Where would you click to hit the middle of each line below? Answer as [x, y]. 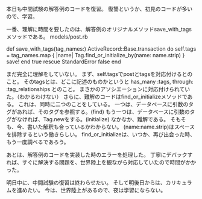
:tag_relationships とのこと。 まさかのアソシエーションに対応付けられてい [98, 89]
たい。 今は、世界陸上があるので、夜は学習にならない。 [96, 190]
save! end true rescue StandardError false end [64, 62]
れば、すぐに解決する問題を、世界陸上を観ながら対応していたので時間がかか [101, 162]
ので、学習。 [22, 16]
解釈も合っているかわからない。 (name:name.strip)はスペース [119, 127]
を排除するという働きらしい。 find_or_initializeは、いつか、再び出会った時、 [101, 134]
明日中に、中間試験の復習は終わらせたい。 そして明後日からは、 [86, 182]
